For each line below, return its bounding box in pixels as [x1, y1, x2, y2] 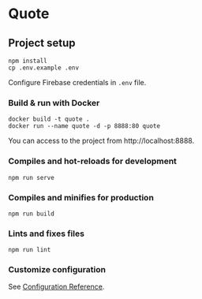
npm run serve [8, 174, 55, 181]
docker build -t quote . [8, 115, 90, 123]
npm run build [8, 210, 55, 218]
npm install [8, 57, 47, 65]
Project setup [8, 36, 77, 50]
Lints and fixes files [8, 228, 85, 239]
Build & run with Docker [8, 97, 100, 108]
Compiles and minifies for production [8, 192, 154, 203]
